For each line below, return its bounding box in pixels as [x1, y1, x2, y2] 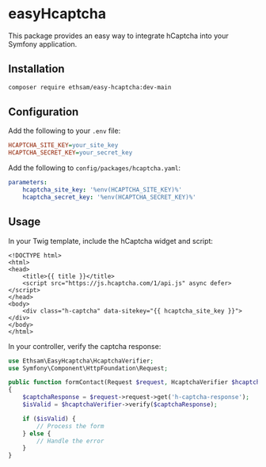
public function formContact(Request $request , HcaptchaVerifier [8, 378, 228, 386]
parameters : [8, 179, 47, 187]
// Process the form [36, 422, 104, 430]
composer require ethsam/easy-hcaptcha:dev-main [8, 83, 172, 91]
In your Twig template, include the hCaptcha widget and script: [8, 236, 214, 245]
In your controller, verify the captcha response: [8, 341, 161, 351]
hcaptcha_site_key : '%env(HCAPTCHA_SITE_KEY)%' [22, 186, 182, 194]
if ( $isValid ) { [22, 415, 77, 423]
